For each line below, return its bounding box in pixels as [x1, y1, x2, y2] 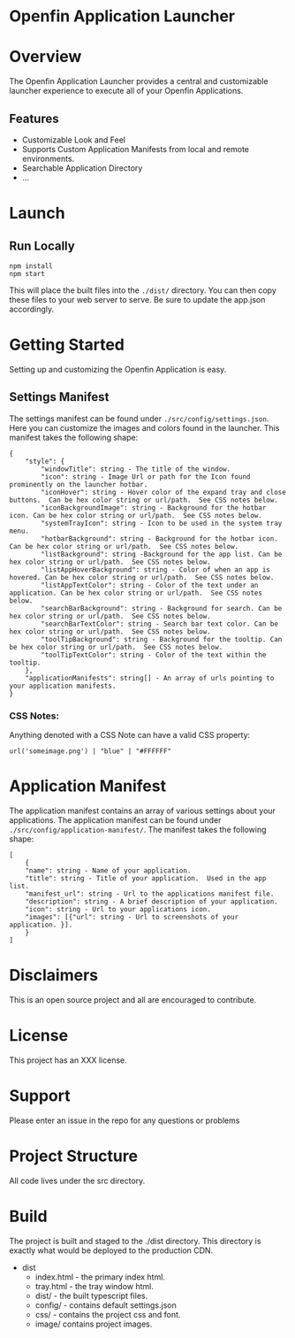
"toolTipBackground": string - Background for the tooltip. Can [41, 634, 283, 643]
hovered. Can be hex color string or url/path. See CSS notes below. [9, 573, 275, 581]
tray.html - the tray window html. [34, 1280, 155, 1291]
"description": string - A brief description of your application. [25, 896, 278, 906]
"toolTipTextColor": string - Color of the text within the [41, 650, 267, 659]
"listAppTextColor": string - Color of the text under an [41, 581, 259, 589]
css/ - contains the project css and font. [34, 1309, 181, 1319]
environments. [21, 153, 75, 164]
